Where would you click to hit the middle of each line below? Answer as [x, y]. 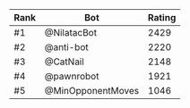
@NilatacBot [70, 33]
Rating [162, 17]
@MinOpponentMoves [92, 91]
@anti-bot [66, 47]
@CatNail [65, 62]
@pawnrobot [72, 76]
